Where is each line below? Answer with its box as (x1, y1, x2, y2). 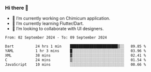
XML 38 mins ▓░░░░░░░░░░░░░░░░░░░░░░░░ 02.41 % (5, 53, 146, 58)
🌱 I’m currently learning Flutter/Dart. (12, 20, 84, 26)
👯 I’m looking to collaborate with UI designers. (12, 26, 104, 32)
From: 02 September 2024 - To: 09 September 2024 (5, 35, 107, 40)
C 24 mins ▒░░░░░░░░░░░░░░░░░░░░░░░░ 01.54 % (5, 57, 146, 62)
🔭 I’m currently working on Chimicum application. (12, 16, 110, 21)
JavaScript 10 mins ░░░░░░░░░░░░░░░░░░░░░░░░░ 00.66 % (5, 62, 146, 67)
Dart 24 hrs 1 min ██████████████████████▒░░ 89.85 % (5, 44, 146, 49)
